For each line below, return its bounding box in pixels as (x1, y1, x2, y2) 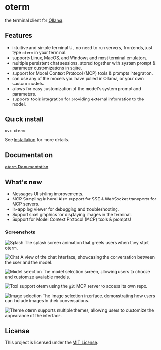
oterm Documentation (5, 164, 49, 170)
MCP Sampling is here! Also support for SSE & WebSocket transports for (12, 196, 157, 202)
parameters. (12, 91, 37, 97)
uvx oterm (5, 128, 25, 133)
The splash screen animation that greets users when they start (24, 240, 149, 246)
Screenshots (5, 229, 36, 235)
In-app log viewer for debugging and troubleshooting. (12, 206, 119, 212)
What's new (5, 178, 42, 186)
